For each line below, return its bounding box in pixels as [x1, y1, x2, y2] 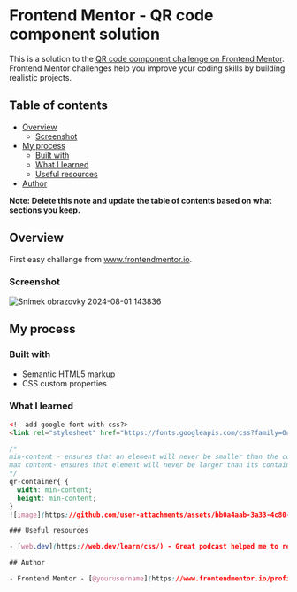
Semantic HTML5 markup [21, 369, 116, 379]
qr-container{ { [9, 478, 69, 487]
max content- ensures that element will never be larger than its [9, 461, 259, 470]
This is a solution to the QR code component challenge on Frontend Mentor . [9, 53, 285, 64]
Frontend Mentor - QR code [9, 5, 214, 26]
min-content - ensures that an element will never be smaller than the [9, 453, 278, 462]
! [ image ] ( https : [9, 510, 69, 519]
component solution [9, 24, 161, 44]
